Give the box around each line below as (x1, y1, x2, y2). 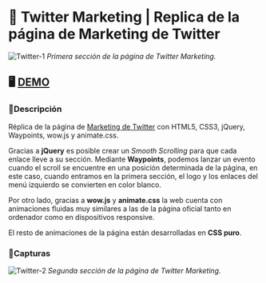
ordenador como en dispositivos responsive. (8, 212, 155, 221)
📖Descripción (8, 104, 62, 115)
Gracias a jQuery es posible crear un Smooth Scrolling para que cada (8, 145, 237, 155)
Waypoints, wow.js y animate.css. (8, 130, 119, 140)
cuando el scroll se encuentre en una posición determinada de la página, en (8, 162, 258, 172)
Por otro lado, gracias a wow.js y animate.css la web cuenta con (8, 195, 223, 205)
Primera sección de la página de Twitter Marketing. (46, 51, 216, 61)
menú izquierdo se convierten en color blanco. (8, 180, 162, 189)
